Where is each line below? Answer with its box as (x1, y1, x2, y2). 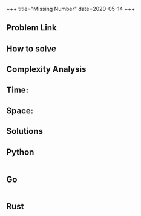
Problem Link (6, 23, 57, 33)
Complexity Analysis (6, 64, 87, 75)
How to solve (6, 43, 56, 54)
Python (6, 147, 34, 157)
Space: (6, 105, 34, 116)
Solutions (6, 126, 44, 136)
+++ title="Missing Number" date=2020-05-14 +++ (6, 5, 135, 12)
